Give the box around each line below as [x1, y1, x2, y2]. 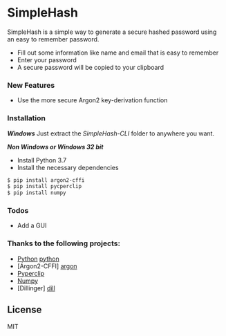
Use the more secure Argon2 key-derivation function [17, 96, 168, 104]
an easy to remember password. [7, 35, 100, 43]
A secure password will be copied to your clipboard [17, 63, 164, 71]
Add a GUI [17, 221, 47, 230]
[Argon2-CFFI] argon [17, 261, 77, 270]
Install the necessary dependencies [17, 163, 119, 171]
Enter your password [17, 55, 77, 64]
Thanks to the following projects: [7, 239, 121, 248]
